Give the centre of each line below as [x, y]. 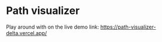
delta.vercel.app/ [27, 33]
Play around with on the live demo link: [53, 27]
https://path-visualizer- [128, 27]
